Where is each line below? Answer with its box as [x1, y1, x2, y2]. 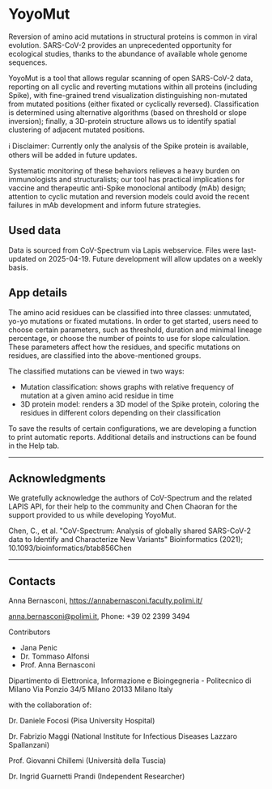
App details [8, 286, 68, 300]
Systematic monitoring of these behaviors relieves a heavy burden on [8, 165, 240, 175]
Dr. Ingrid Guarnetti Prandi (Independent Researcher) [8, 771, 185, 782]
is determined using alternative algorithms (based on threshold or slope [8, 107, 247, 117]
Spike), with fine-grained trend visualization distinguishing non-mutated [8, 90, 249, 100]
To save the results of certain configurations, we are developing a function [8, 423, 257, 433]
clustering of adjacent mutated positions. [8, 125, 146, 134]
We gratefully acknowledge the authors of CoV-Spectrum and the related [8, 493, 253, 503]
